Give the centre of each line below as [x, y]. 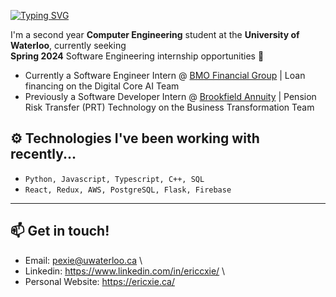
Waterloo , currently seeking [68, 45]
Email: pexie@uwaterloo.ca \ [83, 260]
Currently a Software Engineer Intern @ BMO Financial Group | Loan [165, 75]
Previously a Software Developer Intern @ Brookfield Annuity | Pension [170, 96]
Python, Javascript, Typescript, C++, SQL [114, 179]
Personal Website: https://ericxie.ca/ [99, 281]
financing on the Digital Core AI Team [102, 86]
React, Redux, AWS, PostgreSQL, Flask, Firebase [128, 190]
